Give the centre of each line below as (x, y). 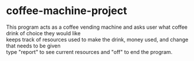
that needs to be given (33, 46)
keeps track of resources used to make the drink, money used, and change (97, 39)
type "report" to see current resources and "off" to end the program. (89, 52)
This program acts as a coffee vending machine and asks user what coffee (97, 27)
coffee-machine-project (67, 11)
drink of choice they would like (43, 33)
